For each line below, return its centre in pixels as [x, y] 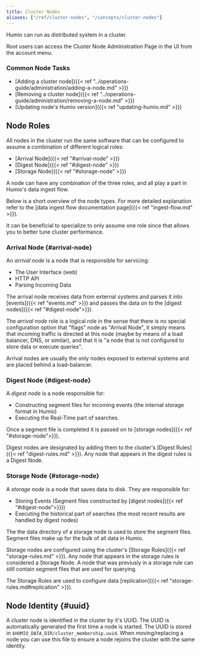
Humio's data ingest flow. [37, 189]
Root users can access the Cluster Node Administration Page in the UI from [99, 46]
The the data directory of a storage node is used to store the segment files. [99, 532]
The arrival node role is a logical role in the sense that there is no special [96, 321]
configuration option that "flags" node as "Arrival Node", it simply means [96, 327]
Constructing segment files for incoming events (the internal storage [99, 405]
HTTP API [27, 278]
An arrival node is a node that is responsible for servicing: [78, 260]
